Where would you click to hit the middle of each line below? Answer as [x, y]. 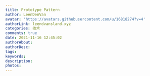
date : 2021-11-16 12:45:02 [34, 38]
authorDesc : [18, 47]
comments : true [21, 33]
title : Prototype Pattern [32, 10]
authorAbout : [19, 42]
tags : [11, 51]
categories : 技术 [23, 28]
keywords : [16, 56]
